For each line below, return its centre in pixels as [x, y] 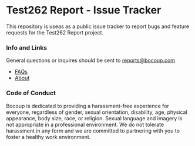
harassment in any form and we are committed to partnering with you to [93, 131]
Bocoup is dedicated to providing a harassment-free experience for [88, 106]
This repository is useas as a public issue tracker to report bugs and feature [98, 26]
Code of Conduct [31, 93]
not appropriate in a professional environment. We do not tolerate [85, 124]
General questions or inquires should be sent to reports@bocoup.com [90, 60]
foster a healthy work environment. [48, 137]
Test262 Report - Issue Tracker [84, 10]
